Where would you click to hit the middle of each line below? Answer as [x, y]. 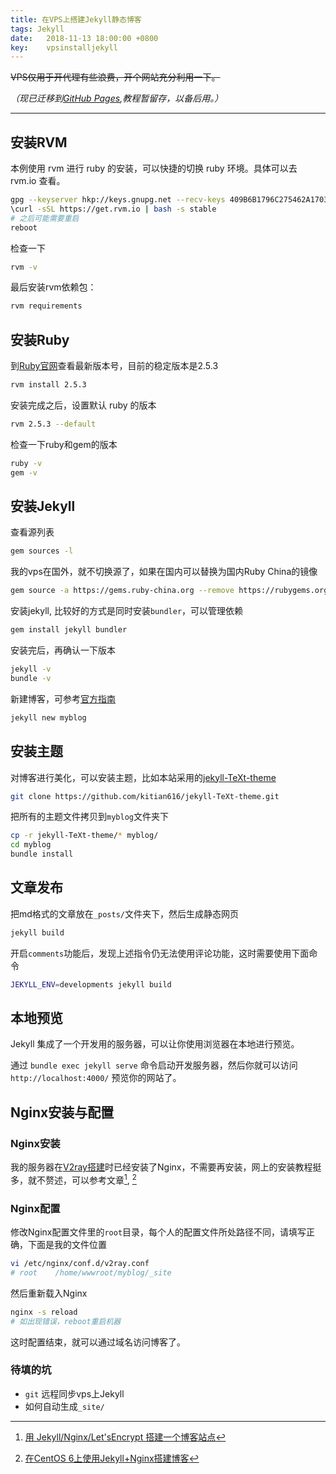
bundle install [42, 854]
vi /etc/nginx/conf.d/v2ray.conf [80, 1264]
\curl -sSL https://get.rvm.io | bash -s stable [113, 209]
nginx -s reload [44, 1312]
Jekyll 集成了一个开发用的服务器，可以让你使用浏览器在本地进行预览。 [155, 1044]
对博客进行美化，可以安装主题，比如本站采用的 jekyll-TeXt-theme [143, 777]
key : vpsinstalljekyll [64, 47]
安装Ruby [40, 339]
